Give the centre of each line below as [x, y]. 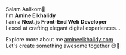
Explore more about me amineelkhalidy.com [60, 39]
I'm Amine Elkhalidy [31, 15]
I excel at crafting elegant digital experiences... [63, 28]
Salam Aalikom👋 [25, 9]
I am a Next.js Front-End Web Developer [56, 22]
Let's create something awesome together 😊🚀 [63, 46]
